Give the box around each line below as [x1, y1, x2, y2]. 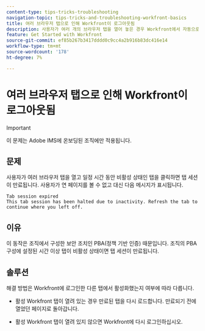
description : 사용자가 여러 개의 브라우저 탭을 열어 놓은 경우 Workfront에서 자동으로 [6, 26, 200, 32]
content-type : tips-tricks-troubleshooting [6, 9, 119, 15]
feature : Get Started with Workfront [6, 32, 103, 38]
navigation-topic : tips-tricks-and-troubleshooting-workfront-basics [6, 15, 187, 21]
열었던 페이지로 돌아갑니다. [15, 305, 79, 312]
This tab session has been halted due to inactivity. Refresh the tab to [6, 199, 198, 205]
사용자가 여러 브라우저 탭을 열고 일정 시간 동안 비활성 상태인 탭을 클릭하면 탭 [6, 174, 187, 181]
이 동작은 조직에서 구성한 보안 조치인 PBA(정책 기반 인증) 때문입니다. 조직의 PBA [6, 240, 197, 247]
